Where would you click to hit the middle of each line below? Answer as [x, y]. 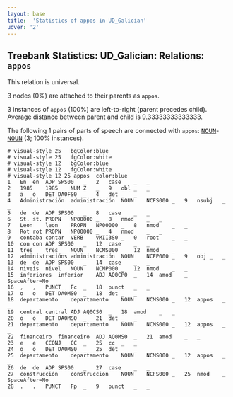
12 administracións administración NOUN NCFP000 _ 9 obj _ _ [116, 257]
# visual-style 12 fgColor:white [60, 170]
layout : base [26, 14]
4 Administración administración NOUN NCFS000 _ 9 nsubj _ [116, 201]
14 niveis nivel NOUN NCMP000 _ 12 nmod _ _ [98, 269]
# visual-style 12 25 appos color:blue [68, 176]
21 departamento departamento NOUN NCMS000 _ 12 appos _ [116, 325]
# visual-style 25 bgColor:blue [58, 151]
